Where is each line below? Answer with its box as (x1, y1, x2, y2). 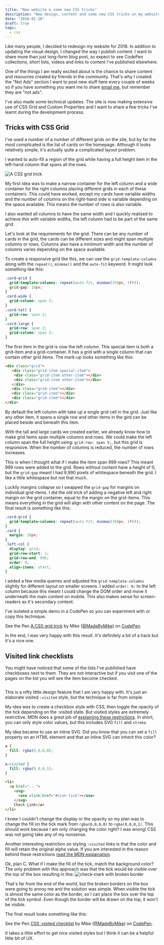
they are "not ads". (5, 89, 43, 95)
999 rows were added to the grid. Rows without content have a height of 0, (5, 464, 156, 470)
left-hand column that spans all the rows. (5, 161, 87, 167)
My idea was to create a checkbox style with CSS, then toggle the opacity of (5, 704, 159, 710)
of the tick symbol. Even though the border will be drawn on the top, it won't (5, 896, 158, 902)
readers (5, 599, 21, 605)
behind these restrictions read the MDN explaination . (5, 851, 111, 857)
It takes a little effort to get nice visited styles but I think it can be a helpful (5, 930, 154, 936)
